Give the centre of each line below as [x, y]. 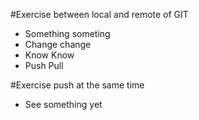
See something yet [63, 104]
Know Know [49, 55]
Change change [58, 44]
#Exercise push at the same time [77, 85]
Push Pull [44, 65]
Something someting [67, 33]
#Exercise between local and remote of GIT [99, 14]
